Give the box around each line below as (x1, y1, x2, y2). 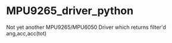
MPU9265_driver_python (6, 4, 134, 18)
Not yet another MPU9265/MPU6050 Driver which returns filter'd (6, 24, 167, 31)
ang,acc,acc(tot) (6, 29, 47, 37)
